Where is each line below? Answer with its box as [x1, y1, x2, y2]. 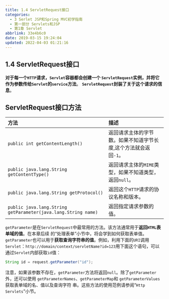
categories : [5, 12, 30, 17]
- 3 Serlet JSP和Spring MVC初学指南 [10, 17, 83, 22]
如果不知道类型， [118, 169, 159, 176]
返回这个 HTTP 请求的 [108, 186, 154, 193]
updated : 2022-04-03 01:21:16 [5, 40, 69, 45]
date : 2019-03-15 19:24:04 [5, 36, 62, 41]
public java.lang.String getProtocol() [8, 190, 103, 196]
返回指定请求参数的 [108, 203, 154, 210]
